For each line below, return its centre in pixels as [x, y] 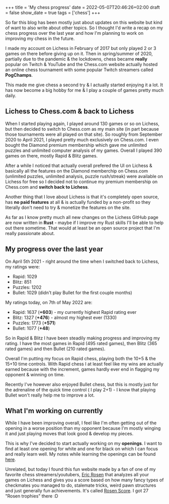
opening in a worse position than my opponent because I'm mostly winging [83, 428]
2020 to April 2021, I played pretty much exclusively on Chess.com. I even [82, 139]
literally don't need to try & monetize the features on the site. [68, 207]
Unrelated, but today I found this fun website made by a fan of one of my [80, 469]
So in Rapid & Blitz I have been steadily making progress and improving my [82, 338]
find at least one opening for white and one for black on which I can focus [82, 449]
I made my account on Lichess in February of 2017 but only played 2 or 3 [81, 48]
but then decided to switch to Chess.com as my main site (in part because [82, 129]
